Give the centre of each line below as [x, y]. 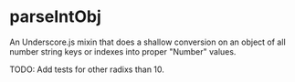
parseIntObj [56, 17]
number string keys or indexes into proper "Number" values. [123, 51]
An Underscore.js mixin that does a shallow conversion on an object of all [147, 42]
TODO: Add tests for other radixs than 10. [87, 69]
